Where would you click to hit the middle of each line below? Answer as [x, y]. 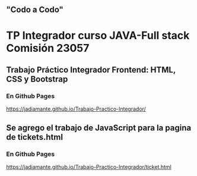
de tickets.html [35, 137]
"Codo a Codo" [35, 10]
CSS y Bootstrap [37, 79]
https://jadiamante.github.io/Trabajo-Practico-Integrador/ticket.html [89, 166]
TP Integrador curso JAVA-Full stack [98, 35]
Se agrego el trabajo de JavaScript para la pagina [99, 128]
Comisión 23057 [48, 48]
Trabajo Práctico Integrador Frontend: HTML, [91, 70]
